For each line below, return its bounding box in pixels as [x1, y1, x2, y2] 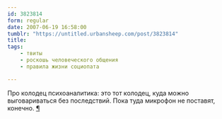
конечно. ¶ [7, 103, 40, 112]
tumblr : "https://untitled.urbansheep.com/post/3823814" [7, 30, 179, 38]
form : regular [7, 17, 49, 24]
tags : [7, 43, 23, 50]
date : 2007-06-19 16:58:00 [7, 23, 87, 30]
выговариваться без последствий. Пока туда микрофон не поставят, [7, 96, 216, 105]
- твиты [20, 50, 42, 57]
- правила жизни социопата [20, 63, 100, 70]
